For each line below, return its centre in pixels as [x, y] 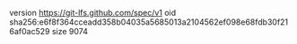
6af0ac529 [30, 31]
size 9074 [70, 31]
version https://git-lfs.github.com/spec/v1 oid [93, 13]
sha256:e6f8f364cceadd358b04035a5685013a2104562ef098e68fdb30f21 [149, 22]
